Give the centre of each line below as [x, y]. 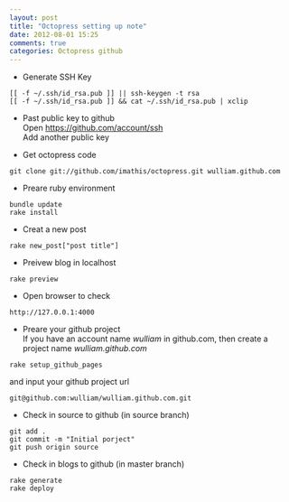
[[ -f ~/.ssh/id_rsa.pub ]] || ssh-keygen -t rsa [105, 94]
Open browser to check [66, 296]
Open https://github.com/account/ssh [93, 128]
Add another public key [66, 137]
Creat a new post [55, 229]
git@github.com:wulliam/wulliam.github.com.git [101, 398]
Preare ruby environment [69, 188]
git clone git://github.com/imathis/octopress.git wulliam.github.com [145, 172]
